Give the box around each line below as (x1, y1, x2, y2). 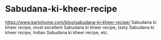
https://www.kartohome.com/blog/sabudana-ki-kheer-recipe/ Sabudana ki (5, 19, 157, 25)
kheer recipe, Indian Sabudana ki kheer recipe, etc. (5, 29, 109, 35)
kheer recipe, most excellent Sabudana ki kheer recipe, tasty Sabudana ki (5, 24, 155, 30)
